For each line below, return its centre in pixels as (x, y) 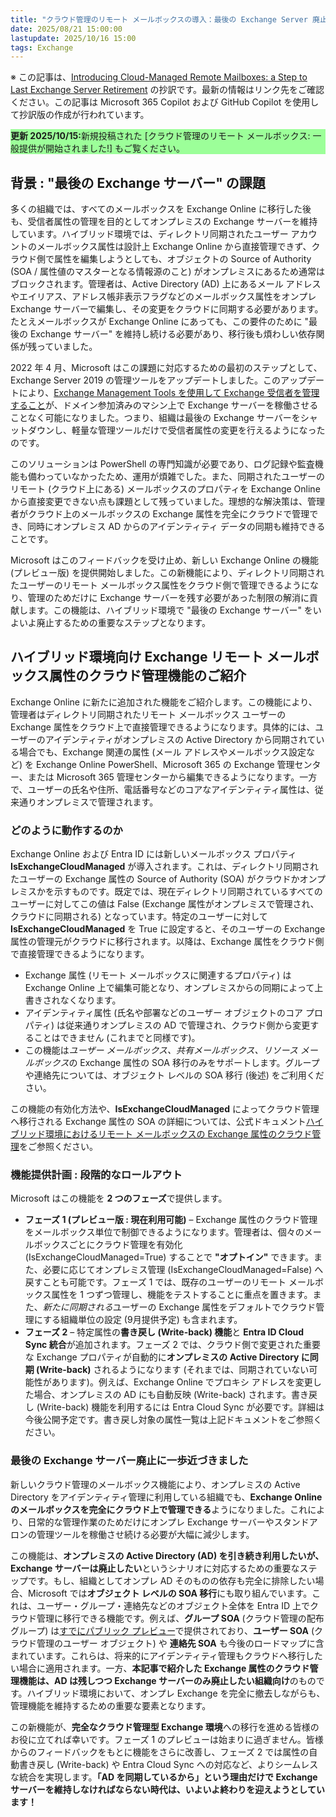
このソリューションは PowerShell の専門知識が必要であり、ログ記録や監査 (162, 464)
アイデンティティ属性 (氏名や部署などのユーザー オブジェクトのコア (164, 1013)
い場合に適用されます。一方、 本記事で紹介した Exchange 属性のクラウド (160, 1668)
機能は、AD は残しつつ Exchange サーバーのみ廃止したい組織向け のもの (167, 1680)
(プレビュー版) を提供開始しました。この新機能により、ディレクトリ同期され (167, 573)
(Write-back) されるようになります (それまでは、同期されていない (173, 1370)
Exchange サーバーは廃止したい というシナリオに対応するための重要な (155, 1568)
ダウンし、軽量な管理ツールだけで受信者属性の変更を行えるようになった (176, 430)
